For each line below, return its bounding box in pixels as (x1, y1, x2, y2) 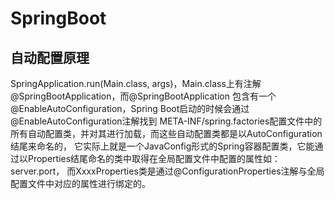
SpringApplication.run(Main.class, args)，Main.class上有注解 (10, 78, 262, 89)
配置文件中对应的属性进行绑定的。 (10, 178, 151, 189)
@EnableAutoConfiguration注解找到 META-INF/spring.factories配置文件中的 (10, 115, 323, 127)
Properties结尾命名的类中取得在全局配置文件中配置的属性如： (27, 153, 282, 164)
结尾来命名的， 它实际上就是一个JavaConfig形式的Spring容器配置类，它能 (10, 140, 315, 152)
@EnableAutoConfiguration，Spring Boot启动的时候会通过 (10, 103, 250, 114)
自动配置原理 (10, 49, 90, 66)
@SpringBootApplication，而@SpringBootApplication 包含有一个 (10, 90, 277, 102)
